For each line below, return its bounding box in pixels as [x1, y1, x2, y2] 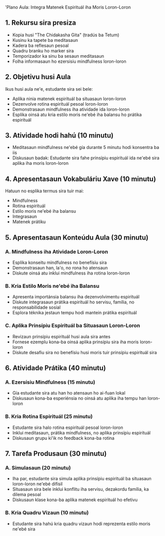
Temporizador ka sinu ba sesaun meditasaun [12, 53, 104, 59]
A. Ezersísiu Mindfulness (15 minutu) [5, 379, 96, 386]
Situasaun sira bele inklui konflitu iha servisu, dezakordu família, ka [12, 486, 149, 492]
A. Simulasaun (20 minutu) [5, 464, 71, 471]
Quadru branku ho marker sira [12, 47, 74, 54]
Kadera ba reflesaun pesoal [12, 42, 69, 48]
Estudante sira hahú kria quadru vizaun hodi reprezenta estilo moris [12, 521, 151, 527]
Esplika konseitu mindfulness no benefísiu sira [12, 259, 107, 266]
